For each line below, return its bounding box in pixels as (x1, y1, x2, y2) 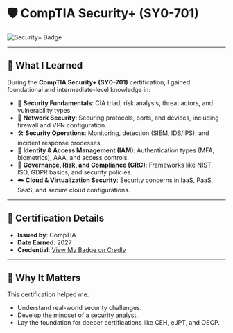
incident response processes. (17, 138, 103, 147)
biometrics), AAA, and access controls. (17, 153, 130, 161)
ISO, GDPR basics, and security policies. (17, 168, 133, 177)
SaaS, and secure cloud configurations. (17, 186, 130, 194)
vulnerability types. (17, 106, 73, 114)
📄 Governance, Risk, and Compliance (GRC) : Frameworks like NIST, (17, 161, 214, 169)
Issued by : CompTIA (17, 231, 76, 239)
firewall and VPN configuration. (17, 120, 107, 129)
